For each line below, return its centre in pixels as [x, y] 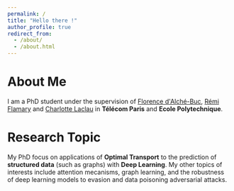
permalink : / [27, 14]
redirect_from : [30, 34]
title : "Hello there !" [43, 21]
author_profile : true [39, 27]
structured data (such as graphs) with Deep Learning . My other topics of [115, 164]
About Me [37, 82]
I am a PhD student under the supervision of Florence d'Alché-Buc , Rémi [113, 101]
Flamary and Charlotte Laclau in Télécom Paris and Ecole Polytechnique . [115, 109]
